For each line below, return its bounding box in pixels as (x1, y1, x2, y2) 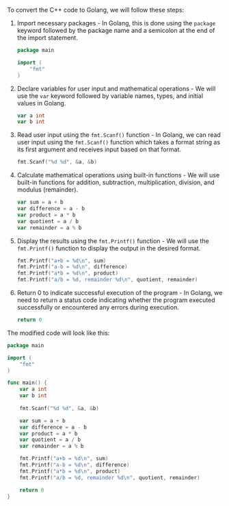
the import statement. (16, 34, 79, 42)
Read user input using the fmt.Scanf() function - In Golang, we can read (16, 131, 221, 139)
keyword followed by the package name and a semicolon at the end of (16, 27, 215, 34)
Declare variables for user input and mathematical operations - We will (16, 84, 216, 92)
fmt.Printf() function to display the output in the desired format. (16, 244, 201, 252)
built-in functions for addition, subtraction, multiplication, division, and (16, 178, 215, 187)
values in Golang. (16, 99, 66, 107)
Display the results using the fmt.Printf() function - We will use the (16, 236, 210, 245)
